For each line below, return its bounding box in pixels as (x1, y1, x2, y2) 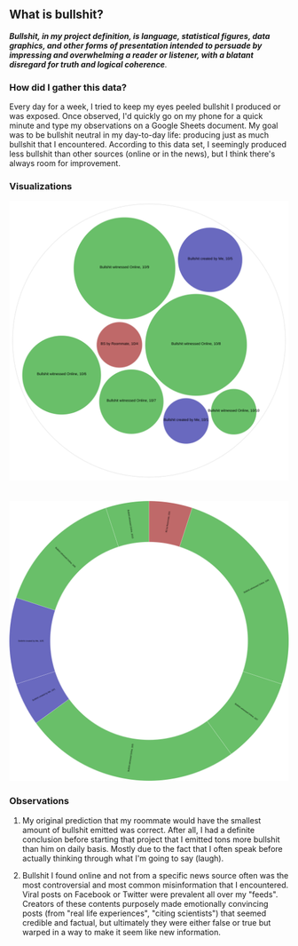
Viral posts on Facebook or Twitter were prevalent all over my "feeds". (21, 888, 278, 900)
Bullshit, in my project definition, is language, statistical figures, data (9, 30, 271, 41)
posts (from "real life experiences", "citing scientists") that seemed (21, 908, 267, 918)
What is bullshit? (9, 7, 104, 22)
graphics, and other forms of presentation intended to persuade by (9, 40, 263, 51)
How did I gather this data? (9, 81, 127, 93)
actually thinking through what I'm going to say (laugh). (21, 853, 224, 863)
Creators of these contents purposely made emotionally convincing (21, 898, 269, 909)
